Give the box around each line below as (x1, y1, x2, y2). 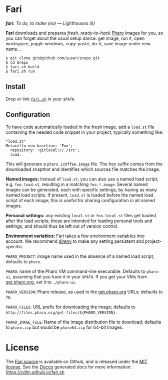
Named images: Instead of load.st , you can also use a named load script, (5, 176, 159, 182)
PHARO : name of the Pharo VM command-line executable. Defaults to (5, 268, 145, 274)
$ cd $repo (5, 60, 28, 65)
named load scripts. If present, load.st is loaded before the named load (5, 192, 154, 198)
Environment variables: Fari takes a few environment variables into (5, 233, 145, 239)
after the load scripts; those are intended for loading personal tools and (5, 218, 152, 224)
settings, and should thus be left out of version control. (5, 223, 119, 229)
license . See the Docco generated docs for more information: (5, 363, 132, 370)
